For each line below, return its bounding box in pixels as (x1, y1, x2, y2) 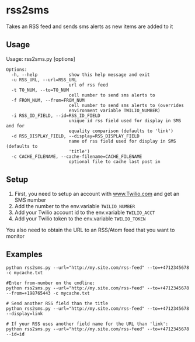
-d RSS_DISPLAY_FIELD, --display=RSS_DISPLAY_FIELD (11, 133, 140, 139)
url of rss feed (68, 82, 109, 88)
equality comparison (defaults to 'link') (68, 128, 174, 134)
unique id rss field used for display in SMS (68, 118, 182, 123)
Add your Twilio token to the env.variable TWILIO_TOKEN (14, 215, 146, 222)
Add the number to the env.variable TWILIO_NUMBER (14, 202, 135, 209)
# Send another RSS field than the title (6, 300, 109, 307)
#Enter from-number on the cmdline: (6, 280, 95, 286)
